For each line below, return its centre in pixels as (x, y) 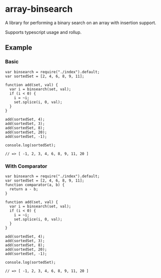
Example (19, 48)
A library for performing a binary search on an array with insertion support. (81, 23)
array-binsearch (39, 9)
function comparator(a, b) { (35, 185)
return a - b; (24, 189)
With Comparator (26, 166)
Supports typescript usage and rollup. (43, 32)
